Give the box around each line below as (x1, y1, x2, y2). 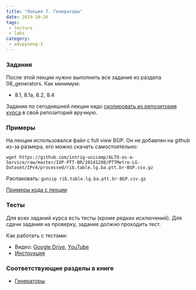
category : (6, 36, 31, 42)
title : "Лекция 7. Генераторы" (6, 8, 83, 15)
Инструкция (14, 250, 45, 257)
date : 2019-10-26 (6, 14, 49, 20)
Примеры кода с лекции (6, 186, 67, 193)
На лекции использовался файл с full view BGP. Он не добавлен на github (6, 137, 191, 144)
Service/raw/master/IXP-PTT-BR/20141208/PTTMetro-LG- (6, 159, 141, 166)
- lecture (8, 25, 33, 31)
